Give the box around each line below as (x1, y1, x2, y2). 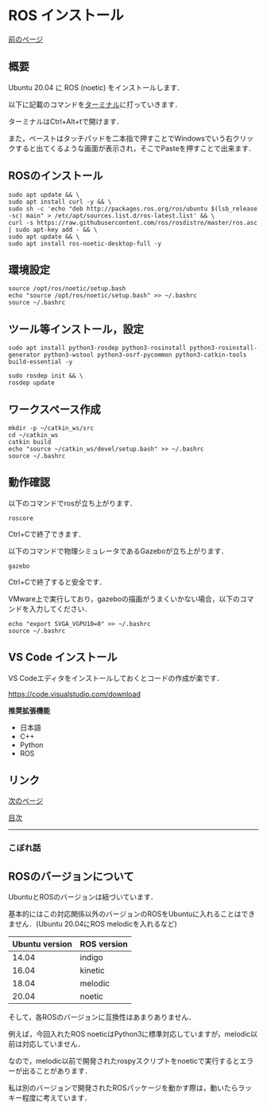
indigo (79, 952, 103, 963)
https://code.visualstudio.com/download (8, 689, 141, 699)
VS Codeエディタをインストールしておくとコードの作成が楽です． (8, 673, 224, 683)
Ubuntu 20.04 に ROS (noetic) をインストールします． (8, 82, 184, 92)
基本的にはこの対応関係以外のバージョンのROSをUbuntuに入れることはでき (8, 909, 256, 919)
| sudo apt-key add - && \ (8, 226, 98, 234)
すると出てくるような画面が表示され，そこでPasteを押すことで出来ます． (14, 144, 256, 153)
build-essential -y (8, 358, 73, 366)
